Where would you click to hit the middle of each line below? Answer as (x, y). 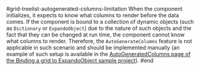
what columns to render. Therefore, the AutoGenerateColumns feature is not (99, 41)
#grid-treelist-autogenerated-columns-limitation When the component (95, 9)
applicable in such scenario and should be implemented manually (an (93, 47)
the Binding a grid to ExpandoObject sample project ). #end (80, 61)
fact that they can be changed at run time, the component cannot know (95, 35)
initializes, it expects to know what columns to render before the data (93, 15)
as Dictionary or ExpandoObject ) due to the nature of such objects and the (99, 28)
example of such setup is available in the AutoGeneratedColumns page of (98, 54)
